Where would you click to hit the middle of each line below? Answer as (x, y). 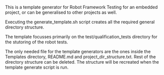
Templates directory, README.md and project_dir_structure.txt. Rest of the (81, 57)
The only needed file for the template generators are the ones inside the (78, 52)
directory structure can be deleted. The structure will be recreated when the (82, 62)
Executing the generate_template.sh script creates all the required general (80, 22)
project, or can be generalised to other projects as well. (61, 12)
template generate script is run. (37, 67)
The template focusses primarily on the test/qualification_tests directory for (81, 37)
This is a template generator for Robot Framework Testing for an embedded (82, 7)
